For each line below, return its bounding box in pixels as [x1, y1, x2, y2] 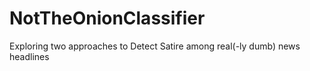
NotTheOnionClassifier [9, 7, 206, 30]
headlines [9, 50, 50, 62]
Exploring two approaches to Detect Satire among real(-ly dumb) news [9, 40, 301, 52]
